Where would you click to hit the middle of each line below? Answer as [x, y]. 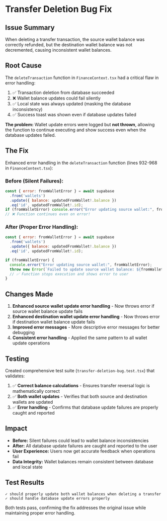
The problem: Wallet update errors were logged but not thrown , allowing [80, 124]
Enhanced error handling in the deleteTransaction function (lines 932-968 [81, 163]
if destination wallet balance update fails [54, 322]
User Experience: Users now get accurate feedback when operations [84, 451]
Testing [17, 359]
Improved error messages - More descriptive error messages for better [86, 327]
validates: [15, 376]
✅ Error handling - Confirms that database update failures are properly [85, 407]
